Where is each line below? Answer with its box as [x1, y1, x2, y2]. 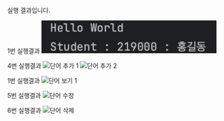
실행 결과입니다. [7, 6, 51, 14]
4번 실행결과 [7, 62, 42, 70]
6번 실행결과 [7, 106, 42, 114]
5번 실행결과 [7, 91, 41, 99]
